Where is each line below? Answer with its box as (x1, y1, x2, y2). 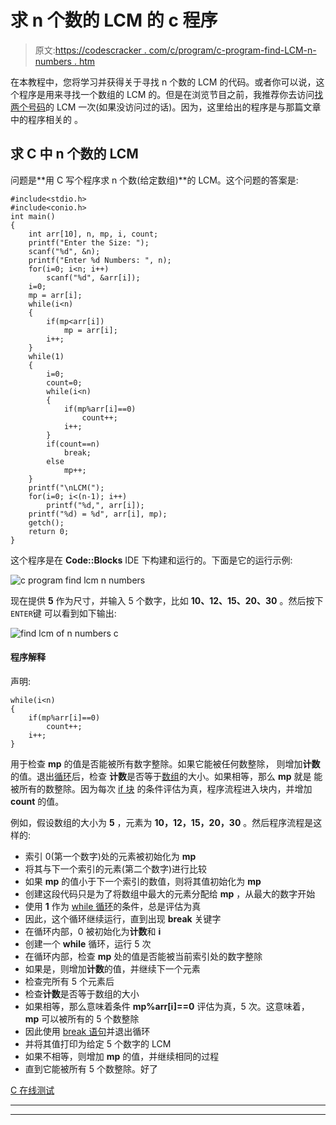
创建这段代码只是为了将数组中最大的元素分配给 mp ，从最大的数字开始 (24, 887, 316, 900)
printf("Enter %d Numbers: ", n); (28, 255, 172, 265)
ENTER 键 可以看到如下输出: (10, 607, 117, 619)
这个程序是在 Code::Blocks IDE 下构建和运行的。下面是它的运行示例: (10, 554, 293, 566)
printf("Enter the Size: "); (28, 237, 150, 248)
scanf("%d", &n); (28, 246, 101, 256)
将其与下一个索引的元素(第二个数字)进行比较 (24, 862, 208, 875)
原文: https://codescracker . (34, 44, 147, 56)
